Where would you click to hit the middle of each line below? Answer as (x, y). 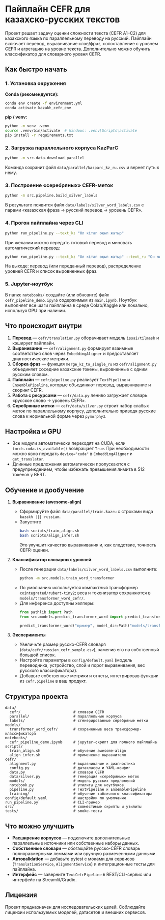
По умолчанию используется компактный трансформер (79, 587)
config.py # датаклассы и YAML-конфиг (70, 768)
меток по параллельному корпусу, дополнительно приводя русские (84, 411)
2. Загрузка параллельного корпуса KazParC (62, 147)
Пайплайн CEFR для (48, 9)
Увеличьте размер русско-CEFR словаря (63, 644)
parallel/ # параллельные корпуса (66, 717)
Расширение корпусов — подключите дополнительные (71, 838)
